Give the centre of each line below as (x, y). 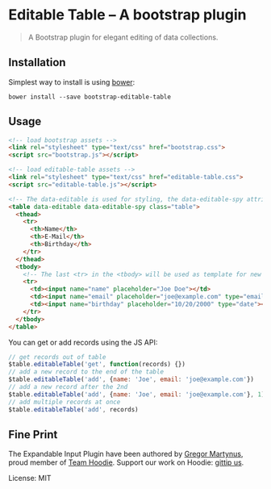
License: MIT (30, 479)
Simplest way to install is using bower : (72, 81)
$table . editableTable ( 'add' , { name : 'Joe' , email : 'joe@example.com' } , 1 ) (137, 394)
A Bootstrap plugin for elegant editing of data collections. (123, 37)
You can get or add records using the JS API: (83, 342)
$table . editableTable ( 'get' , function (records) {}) (97, 365)
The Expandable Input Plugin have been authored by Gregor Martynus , (126, 454)
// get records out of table (57, 357)
